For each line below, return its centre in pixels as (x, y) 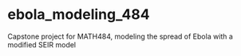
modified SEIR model (42, 44)
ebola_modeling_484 (79, 15)
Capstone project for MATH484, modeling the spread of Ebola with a (120, 36)
